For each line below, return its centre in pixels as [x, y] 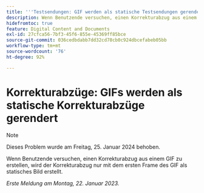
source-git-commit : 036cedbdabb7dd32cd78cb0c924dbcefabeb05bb [87, 40]
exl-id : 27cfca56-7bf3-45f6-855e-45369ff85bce [66, 35]
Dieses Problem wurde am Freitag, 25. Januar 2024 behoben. [83, 147]
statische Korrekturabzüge [76, 105]
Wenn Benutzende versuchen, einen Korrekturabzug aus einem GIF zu [94, 158]
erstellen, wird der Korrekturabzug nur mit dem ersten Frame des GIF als [97, 165]
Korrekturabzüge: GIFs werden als [94, 92]
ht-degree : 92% [25, 57]
